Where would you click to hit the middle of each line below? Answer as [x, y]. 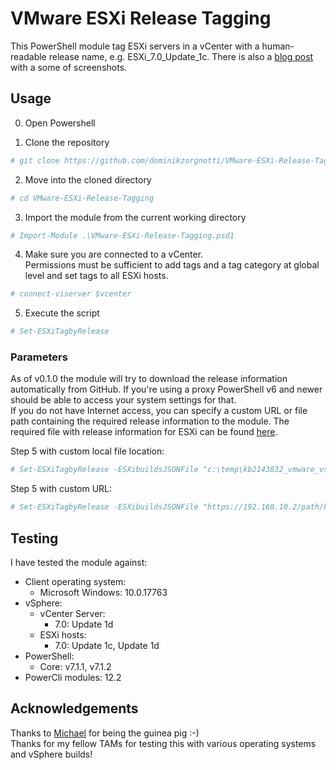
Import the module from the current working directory [135, 217]
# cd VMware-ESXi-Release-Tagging [82, 198]
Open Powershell [60, 123]
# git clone [35, 160]
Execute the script [62, 313]
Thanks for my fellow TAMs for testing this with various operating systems [163, 743]
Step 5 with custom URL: [61, 489]
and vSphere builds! [51, 754]
